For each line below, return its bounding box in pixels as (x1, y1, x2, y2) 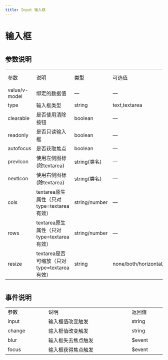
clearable (7, 115, 30, 122)
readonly (7, 132, 29, 139)
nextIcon (7, 175, 28, 182)
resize (7, 261, 22, 268)
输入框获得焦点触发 (48, 346, 93, 353)
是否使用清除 (36, 111, 66, 118)
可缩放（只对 (36, 258, 66, 265)
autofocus (7, 145, 31, 152)
